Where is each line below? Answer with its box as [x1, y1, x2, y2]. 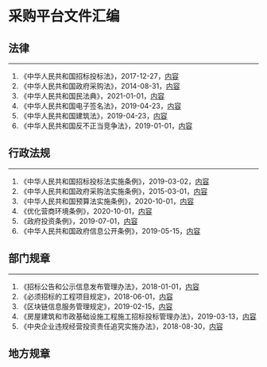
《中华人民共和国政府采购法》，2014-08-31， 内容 [19, 81, 180, 91]
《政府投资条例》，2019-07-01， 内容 [19, 216, 138, 226]
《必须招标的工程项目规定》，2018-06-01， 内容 [19, 292, 173, 301]
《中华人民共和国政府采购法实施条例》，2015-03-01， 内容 [19, 186, 208, 195]
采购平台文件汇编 [8, 7, 121, 25]
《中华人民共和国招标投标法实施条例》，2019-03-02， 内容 [19, 176, 210, 186]
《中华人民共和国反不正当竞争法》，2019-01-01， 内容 [19, 121, 193, 130]
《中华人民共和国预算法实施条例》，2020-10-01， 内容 [19, 196, 195, 206]
